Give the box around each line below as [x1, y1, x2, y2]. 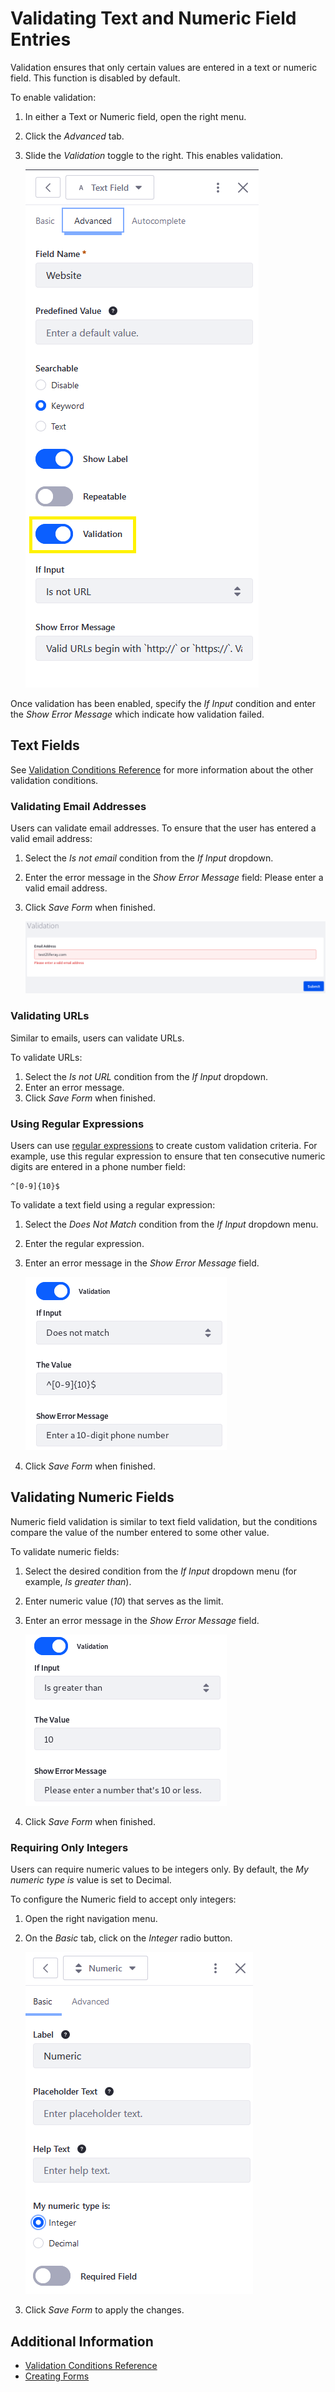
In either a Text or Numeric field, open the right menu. [24, 110, 247, 122]
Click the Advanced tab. [24, 130, 125, 142]
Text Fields [10, 737, 80, 754]
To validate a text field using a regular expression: [10, 1199, 216, 1211]
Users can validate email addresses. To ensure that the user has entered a [10, 822, 317, 834]
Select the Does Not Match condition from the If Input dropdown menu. [24, 1218, 319, 1230]
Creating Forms [24, 2370, 90, 2382]
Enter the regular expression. [24, 1238, 145, 1249]
